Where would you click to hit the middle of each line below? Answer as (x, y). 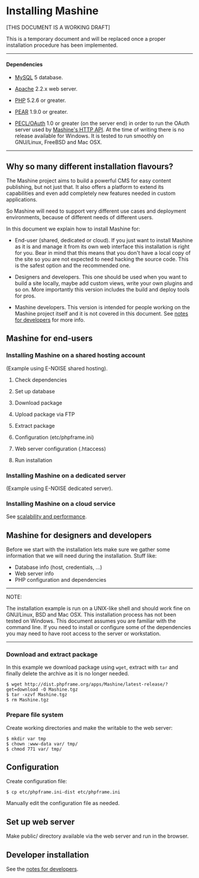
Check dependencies (41, 380)
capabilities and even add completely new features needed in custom (91, 193)
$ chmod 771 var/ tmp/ (34, 749)
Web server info (34, 573)
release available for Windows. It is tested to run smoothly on (89, 136)
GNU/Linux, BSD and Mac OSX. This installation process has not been (91, 615)
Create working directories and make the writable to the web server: (89, 728)
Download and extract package (52, 654)
